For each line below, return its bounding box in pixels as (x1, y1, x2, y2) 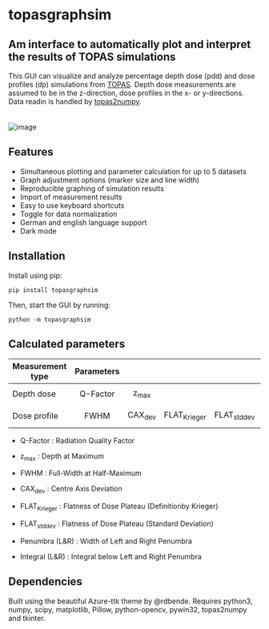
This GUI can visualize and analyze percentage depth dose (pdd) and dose (8, 71, 255, 81)
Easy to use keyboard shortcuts (19, 200, 125, 210)
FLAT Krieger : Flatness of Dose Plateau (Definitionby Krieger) (19, 502, 219, 513)
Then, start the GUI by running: (8, 300, 110, 310)
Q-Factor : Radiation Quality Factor (19, 435, 135, 445)
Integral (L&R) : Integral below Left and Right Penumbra (19, 551, 203, 561)
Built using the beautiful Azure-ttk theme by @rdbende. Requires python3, (8, 596, 253, 606)
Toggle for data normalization (19, 209, 118, 218)
